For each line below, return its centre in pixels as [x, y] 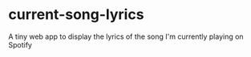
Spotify [20, 44]
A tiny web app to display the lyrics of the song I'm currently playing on [126, 36]
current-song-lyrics [76, 15]
